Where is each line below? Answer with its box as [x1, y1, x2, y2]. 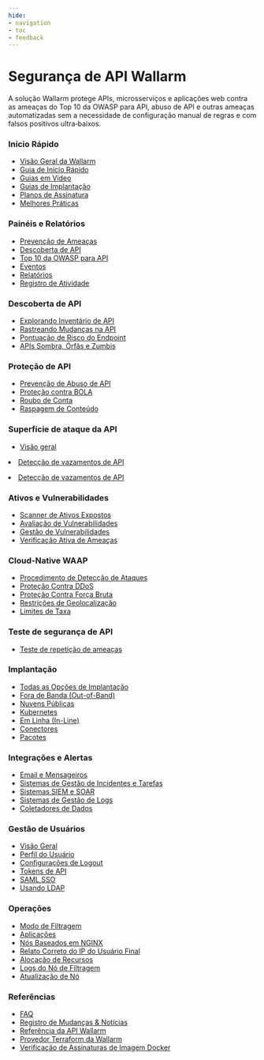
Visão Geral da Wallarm [19, 157, 96, 166]
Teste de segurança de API [8, 626, 113, 637]
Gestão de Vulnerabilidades [19, 526, 110, 536]
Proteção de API [8, 361, 72, 372]
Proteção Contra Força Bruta [19, 590, 113, 599]
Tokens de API [19, 866, 67, 876]
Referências [8, 991, 56, 1002]
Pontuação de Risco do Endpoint [19, 333, 126, 342]
